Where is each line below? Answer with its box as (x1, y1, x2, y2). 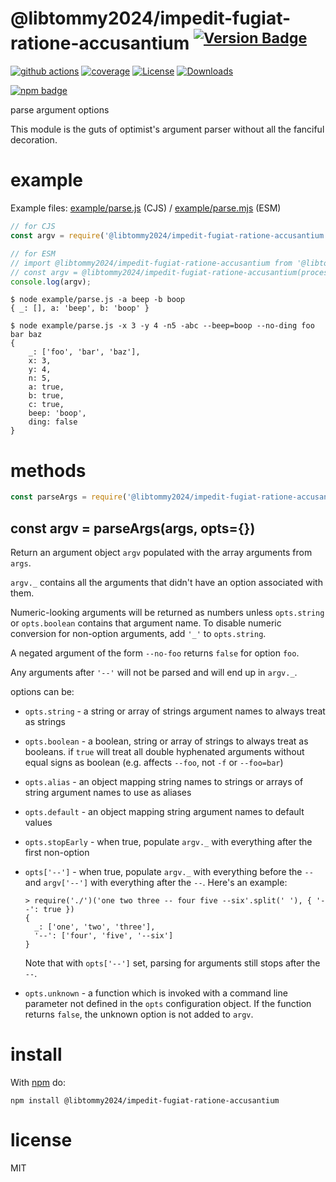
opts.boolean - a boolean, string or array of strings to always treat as (24, 735, 309, 747)
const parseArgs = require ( (10, 492, 128, 502)
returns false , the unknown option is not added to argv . (24, 1008, 254, 1021)
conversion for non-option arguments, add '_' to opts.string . (10, 628, 267, 640)
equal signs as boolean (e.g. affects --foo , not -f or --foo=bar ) (24, 757, 284, 769)
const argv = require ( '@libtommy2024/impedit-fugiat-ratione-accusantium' (10, 231, 329, 241)
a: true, (28, 382, 65, 392)
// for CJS (10, 222, 56, 232)
